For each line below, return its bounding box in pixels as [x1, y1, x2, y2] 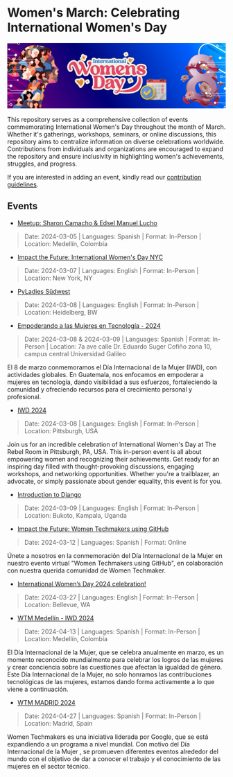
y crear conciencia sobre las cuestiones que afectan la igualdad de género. [7, 663, 223, 671]
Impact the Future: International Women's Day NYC [17, 253, 164, 261]
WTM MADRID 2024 [17, 698, 76, 706]
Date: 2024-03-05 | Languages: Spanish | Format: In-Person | [24, 232, 202, 241]
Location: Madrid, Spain [24, 719, 93, 727]
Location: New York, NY [24, 274, 93, 282]
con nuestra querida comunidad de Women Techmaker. [7, 566, 166, 575]
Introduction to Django [17, 490, 82, 498]
